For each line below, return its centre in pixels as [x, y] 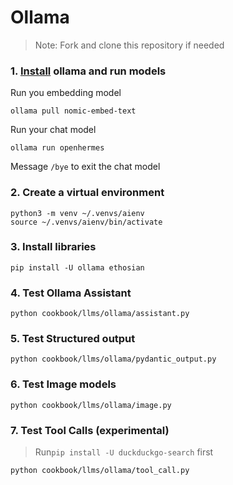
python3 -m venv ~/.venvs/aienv [77, 213]
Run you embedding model [66, 93]
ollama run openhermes [57, 148]
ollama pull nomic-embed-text [73, 111]
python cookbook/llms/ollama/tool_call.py [100, 471]
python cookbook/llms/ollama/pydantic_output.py [113, 359]
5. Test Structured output [73, 339]
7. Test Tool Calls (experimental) [90, 430]
